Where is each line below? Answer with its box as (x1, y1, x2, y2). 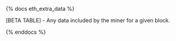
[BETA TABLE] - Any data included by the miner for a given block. (5, 17, 170, 24)
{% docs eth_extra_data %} (5, 5, 75, 12)
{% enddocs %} (5, 28, 46, 36)
